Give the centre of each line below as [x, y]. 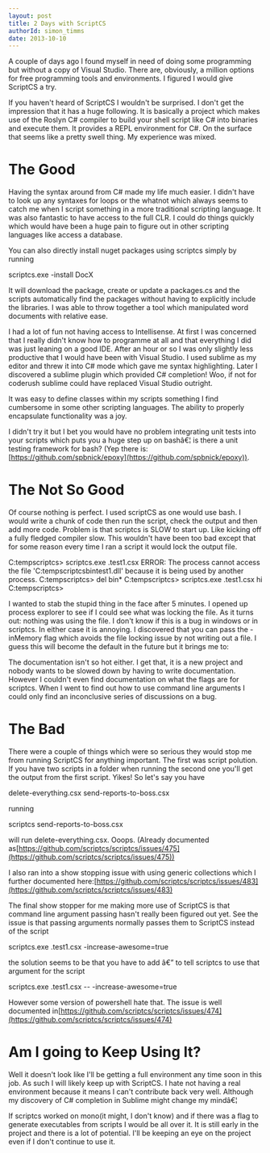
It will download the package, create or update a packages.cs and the [124, 291]
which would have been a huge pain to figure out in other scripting [119, 226]
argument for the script [47, 971]
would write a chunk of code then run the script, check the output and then [133, 521]
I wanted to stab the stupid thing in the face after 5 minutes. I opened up [128, 604]
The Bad [37, 730]
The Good [42, 170]
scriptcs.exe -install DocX [51, 275]
